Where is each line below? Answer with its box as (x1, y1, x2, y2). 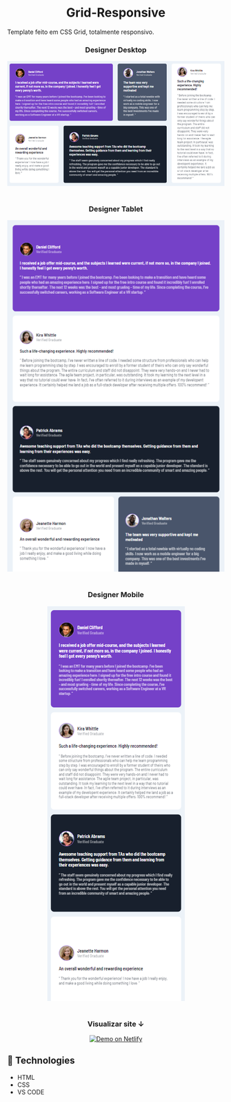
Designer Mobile (87, 590, 145, 600)
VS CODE (17, 1087, 45, 1096)
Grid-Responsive (66, 5, 165, 21)
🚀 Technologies (7, 1055, 75, 1067)
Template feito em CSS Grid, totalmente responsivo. (7, 28, 154, 36)
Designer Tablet (88, 204, 143, 214)
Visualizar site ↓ (87, 1019, 145, 1029)
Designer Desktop (85, 45, 147, 55)
